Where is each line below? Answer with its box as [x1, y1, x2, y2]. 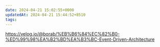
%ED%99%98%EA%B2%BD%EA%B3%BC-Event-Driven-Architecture [5, 36, 155, 42]
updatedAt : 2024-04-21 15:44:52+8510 [5, 12, 86, 17]
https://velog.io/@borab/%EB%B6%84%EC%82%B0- [5, 31, 120, 37]
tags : [5, 17, 17, 22]
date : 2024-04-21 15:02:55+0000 [5, 7, 74, 13]
